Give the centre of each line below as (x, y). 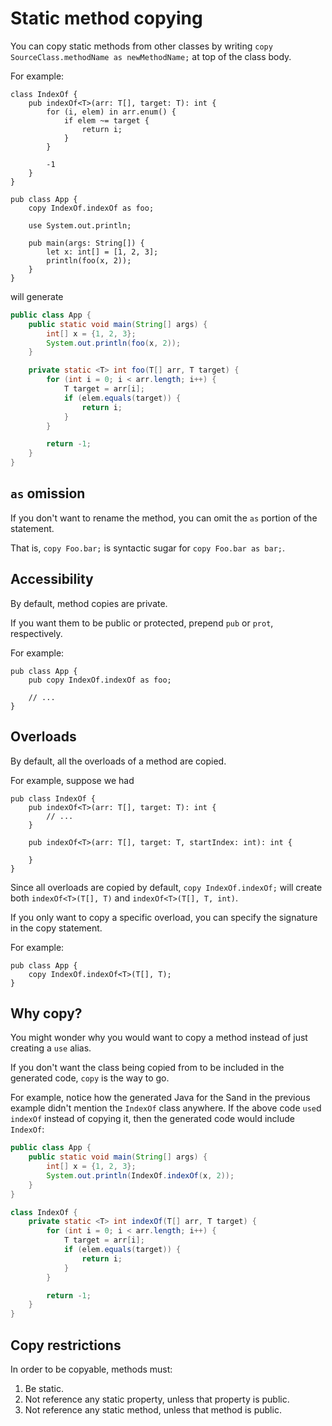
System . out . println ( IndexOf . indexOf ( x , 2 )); (140, 1175)
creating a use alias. (51, 1048)
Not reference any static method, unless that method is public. (153, 1410)
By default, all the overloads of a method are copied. (118, 761)
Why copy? (46, 1013)
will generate (37, 296)
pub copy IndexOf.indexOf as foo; (100, 680)
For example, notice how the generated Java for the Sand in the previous (160, 1098)
